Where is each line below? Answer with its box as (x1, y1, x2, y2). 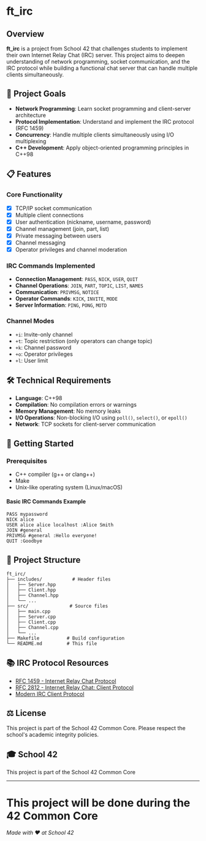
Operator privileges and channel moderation (15, 246, 128, 253)
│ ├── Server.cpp (6, 614, 56, 620)
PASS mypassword (6, 511, 48, 518)
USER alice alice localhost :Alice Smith (6, 522, 114, 528)
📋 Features (6, 169, 51, 179)
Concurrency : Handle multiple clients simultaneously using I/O (15, 130, 175, 138)
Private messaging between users (15, 232, 102, 239)
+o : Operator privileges (15, 350, 74, 358)
